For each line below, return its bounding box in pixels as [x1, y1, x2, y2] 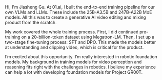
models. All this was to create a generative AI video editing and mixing [5, 15, 146, 20]
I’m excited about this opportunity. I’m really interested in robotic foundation [5, 54, 158, 60]
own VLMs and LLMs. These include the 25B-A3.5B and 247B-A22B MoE [5, 9, 152, 15]
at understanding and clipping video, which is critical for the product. [5, 45, 144, 50]
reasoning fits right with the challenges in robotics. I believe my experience [5, 64, 156, 70]
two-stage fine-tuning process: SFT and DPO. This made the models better [5, 39, 156, 45]
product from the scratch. [5, 19, 57, 25]
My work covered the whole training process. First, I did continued [5, 29, 139, 34]
